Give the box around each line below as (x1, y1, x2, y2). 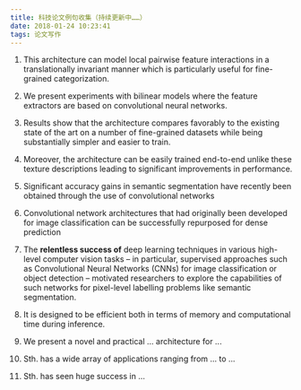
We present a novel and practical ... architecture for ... (22, 336, 222, 347)
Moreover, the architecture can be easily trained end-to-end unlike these (22, 154, 292, 165)
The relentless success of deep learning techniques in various (22, 244, 256, 256)
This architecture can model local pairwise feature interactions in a (22, 55, 270, 65)
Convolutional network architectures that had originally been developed (22, 208, 288, 219)
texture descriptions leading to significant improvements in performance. (22, 163, 293, 175)
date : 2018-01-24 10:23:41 (10, 22, 111, 30)
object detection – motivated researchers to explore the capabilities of (22, 273, 282, 283)
